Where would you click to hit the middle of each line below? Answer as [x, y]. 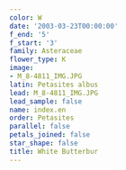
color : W [26, 18]
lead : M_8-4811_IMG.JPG [54, 93]
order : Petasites [42, 118]
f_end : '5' [30, 34]
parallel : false [40, 127]
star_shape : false [44, 143]
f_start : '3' [34, 43]
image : [22, 68]
